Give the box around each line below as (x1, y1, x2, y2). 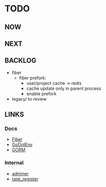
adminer (11, 171, 29, 177)
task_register (11, 176, 38, 182)
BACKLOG (4, 57, 36, 65)
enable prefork (26, 90, 57, 97)
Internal (4, 159, 24, 166)
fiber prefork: (19, 75, 46, 81)
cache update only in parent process (26, 85, 102, 91)
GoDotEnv (11, 142, 33, 148)
